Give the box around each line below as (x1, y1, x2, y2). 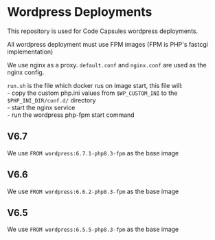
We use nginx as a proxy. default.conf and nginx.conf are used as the (7, 61, 207, 69)
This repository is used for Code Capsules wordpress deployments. (7, 27, 198, 35)
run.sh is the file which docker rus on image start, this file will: (7, 81, 183, 89)
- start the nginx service (7, 103, 76, 111)
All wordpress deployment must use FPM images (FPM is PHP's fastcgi (7, 40, 208, 48)
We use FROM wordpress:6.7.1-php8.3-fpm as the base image (7, 149, 179, 157)
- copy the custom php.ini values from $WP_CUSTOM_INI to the (7, 89, 178, 97)
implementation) (7, 47, 54, 56)
